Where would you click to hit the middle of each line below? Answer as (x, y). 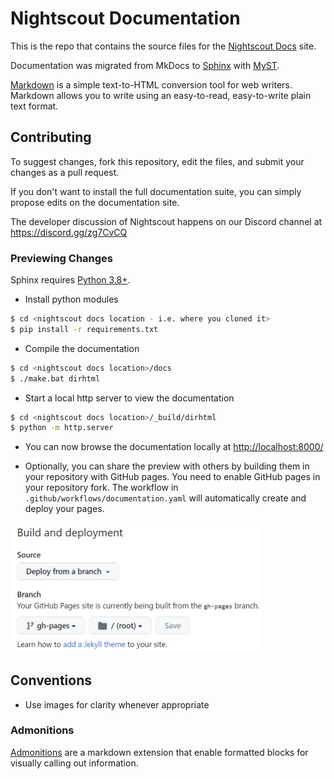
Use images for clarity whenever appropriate (117, 704)
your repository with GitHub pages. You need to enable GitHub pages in (172, 477)
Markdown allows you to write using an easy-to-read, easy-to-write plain (161, 95)
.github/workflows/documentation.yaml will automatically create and (165, 498)
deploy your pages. (64, 509)
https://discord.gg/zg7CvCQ (69, 232)
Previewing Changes (62, 258)
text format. (34, 106)
